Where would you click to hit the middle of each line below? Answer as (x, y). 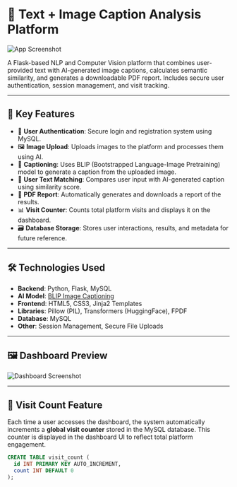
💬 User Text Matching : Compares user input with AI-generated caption (121, 179)
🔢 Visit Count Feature (55, 405)
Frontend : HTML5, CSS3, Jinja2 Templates (80, 303)
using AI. (30, 157)
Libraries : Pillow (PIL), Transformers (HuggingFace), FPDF (102, 311)
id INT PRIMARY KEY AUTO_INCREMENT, (67, 464)
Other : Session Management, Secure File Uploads (90, 326)
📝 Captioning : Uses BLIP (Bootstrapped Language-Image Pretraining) (119, 164)
